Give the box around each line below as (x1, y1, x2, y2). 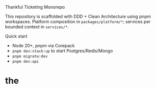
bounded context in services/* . (5, 24, 69, 30)
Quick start (5, 34, 27, 39)
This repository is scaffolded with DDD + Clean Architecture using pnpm (5, 14, 151, 19)
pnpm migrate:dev (12, 54, 48, 59)
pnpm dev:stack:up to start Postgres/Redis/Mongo (12, 48, 113, 53)
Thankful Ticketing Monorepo (5, 4, 65, 10)
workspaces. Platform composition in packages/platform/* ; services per (5, 19, 151, 24)
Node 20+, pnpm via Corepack (12, 43, 75, 48)
